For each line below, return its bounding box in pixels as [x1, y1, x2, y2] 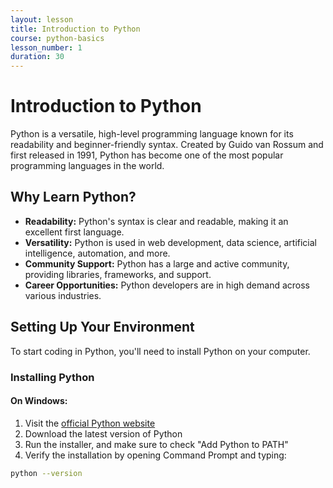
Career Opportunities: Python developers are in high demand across [24, 279, 310, 291]
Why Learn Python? [10, 189, 137, 206]
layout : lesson [10, 14, 74, 25]
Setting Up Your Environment [10, 319, 195, 336]
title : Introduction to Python [10, 24, 141, 34]
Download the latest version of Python [24, 427, 183, 440]
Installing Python [10, 370, 95, 384]
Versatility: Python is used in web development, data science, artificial [24, 236, 317, 248]
